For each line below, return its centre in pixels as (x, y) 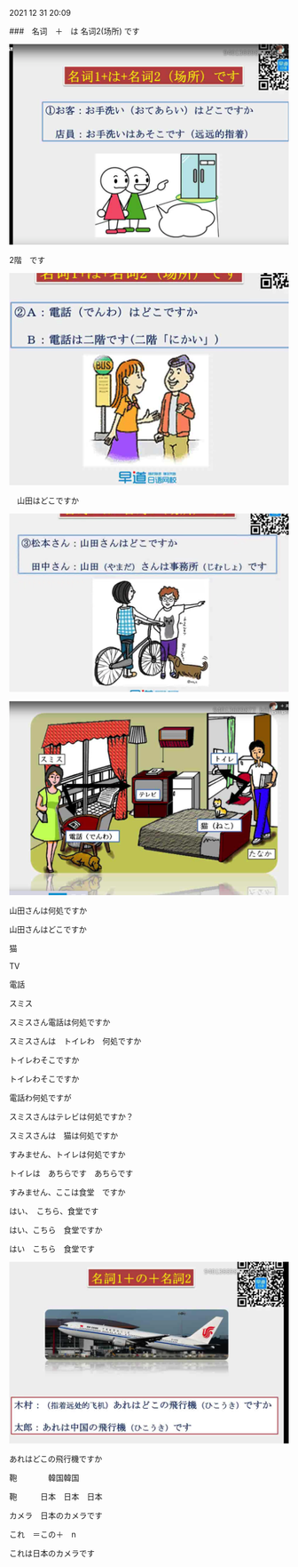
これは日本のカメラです (52, 1553)
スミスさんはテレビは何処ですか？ (71, 1116)
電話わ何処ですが (40, 1098)
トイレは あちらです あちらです (71, 1173)
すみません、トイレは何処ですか (67, 1154)
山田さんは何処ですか (48, 910)
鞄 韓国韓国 (44, 1477)
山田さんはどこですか (48, 929)
